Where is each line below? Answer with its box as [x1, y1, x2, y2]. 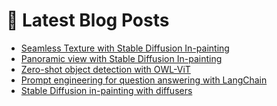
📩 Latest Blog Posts [6, 9, 170, 32]
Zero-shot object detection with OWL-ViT [20, 63, 191, 75]
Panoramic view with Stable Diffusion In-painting [20, 52, 223, 64]
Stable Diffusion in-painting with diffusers [20, 84, 193, 96]
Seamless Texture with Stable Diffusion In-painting [20, 42, 230, 54]
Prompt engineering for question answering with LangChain [20, 74, 268, 86]
